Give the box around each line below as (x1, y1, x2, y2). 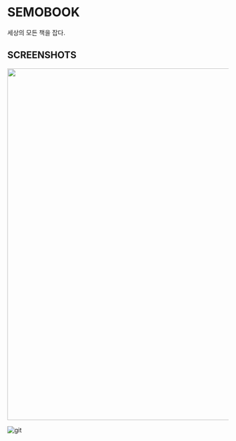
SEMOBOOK (7, 4, 80, 20)
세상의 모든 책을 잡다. (7, 28, 65, 37)
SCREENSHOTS (7, 49, 77, 61)
